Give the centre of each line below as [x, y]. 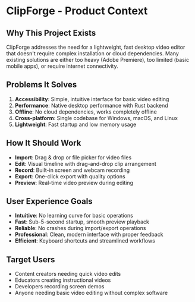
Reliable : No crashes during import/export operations [80, 228]
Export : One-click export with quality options [70, 176]
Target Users [31, 259]
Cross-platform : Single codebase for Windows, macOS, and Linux [96, 118]
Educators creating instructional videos [63, 280]
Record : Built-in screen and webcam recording [72, 170]
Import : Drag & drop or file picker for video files [73, 157]
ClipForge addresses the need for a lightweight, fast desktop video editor [96, 47]
